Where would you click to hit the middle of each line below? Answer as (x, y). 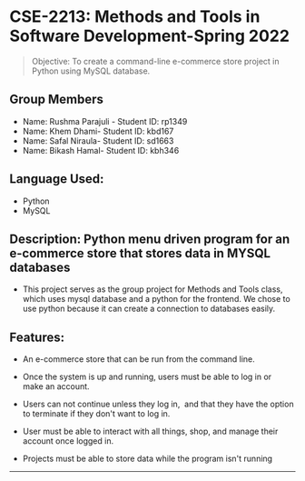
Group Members (57, 100)
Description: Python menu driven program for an (150, 239)
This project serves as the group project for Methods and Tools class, (152, 289)
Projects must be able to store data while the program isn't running (148, 459)
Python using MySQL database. (91, 71)
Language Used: (57, 179)
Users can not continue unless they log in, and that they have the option (158, 404)
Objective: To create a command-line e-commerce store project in (155, 61)
